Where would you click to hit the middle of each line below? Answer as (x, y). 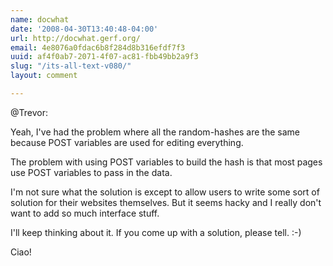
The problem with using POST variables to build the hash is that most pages (166, 162)
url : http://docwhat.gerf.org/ (75, 38)
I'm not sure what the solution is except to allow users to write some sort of (165, 192)
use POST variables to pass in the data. (91, 172)
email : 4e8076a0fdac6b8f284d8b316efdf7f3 (98, 47)
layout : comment (44, 76)
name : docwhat (40, 19)
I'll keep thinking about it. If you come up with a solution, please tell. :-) (156, 232)
